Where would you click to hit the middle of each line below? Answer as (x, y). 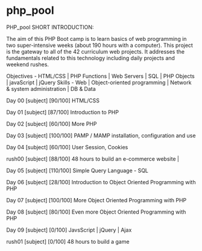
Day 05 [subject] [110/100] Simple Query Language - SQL (77, 170)
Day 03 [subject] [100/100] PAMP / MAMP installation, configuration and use (101, 135)
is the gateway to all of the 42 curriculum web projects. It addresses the (96, 51)
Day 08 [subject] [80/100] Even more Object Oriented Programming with (96, 212)
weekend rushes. (28, 64)
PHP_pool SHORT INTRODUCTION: (50, 27)
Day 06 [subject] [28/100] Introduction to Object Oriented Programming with (101, 182)
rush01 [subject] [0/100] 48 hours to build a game (68, 241)
